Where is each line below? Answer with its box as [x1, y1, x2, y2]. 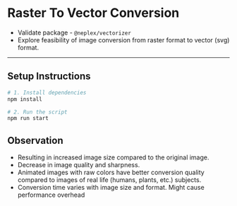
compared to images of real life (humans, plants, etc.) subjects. [17, 176, 202, 184]
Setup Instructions [7, 71, 91, 83]
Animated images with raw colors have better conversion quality [17, 168, 205, 177]
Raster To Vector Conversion [7, 5, 180, 21]
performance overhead [17, 190, 85, 199]
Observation [7, 134, 63, 146]
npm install [7, 95, 42, 103]
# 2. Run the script [7, 108, 68, 116]
